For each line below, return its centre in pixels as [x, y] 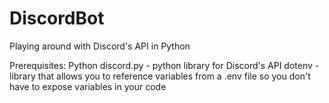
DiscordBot [57, 18]
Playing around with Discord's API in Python [100, 46]
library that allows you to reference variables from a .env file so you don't [160, 76]
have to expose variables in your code [88, 86]
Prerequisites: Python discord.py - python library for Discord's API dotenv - [164, 65]
